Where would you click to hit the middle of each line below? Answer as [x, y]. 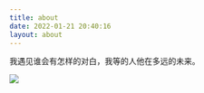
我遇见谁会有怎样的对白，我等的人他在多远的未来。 [105, 61]
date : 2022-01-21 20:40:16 [60, 26]
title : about [34, 18]
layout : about [36, 34]
